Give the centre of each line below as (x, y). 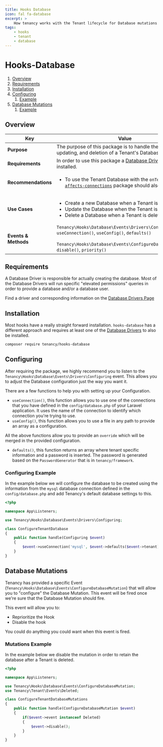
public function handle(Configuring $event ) (59, 538)
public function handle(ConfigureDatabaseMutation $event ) (75, 709)
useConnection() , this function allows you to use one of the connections (84, 400)
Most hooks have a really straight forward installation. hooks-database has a (80, 325)
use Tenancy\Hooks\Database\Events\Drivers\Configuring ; (64, 520)
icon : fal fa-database (28, 14)
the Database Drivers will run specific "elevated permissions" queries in (77, 284)
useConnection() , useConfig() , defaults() (104, 232)
